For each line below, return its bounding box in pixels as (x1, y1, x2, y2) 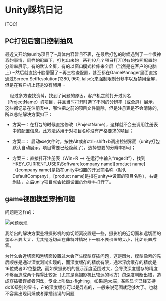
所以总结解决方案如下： (5, 111, 53, 117)
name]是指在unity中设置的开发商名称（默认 (39, 167, 127, 173)
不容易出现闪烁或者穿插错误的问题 (5, 290, 75, 296)
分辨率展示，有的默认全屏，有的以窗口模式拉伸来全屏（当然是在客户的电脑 (5, 63, 157, 69)
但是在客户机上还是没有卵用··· (5, 82, 66, 88)
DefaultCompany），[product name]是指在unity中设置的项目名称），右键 (12, 173, 158, 179)
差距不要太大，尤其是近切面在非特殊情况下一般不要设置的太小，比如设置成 (5, 236, 157, 242)
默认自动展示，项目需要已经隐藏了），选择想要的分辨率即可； (12, 144, 136, 150)
